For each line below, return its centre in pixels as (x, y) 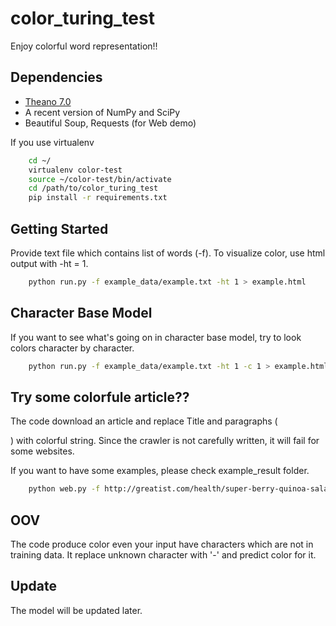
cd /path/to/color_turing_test (93, 188)
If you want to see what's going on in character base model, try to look (156, 337)
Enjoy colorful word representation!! (84, 46)
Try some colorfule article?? (100, 397)
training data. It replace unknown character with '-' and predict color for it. (163, 555)
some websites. (42, 451)
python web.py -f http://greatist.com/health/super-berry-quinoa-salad (180, 489)
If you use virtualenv (52, 142)
